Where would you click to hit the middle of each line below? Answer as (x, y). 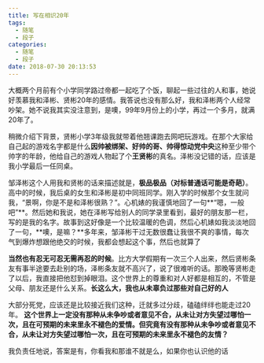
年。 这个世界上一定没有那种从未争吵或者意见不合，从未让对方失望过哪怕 (126, 314)
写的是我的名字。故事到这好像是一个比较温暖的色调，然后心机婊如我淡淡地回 (132, 222)
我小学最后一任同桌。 (42, 165)
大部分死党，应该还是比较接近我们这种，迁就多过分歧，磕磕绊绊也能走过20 (130, 305)
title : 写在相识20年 (38, 15)
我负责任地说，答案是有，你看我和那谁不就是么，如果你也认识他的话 (118, 350)
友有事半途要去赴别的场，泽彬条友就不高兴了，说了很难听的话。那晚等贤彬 (128, 268)
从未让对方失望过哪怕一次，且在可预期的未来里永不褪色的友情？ (125, 334)
